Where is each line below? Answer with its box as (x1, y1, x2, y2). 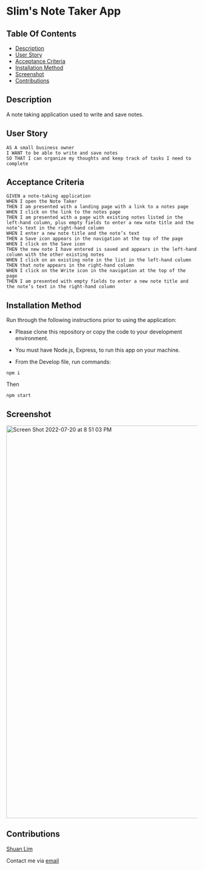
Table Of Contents (6, 29, 77, 39)
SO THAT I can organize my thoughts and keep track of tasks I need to (6, 155, 191, 161)
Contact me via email (6, 857, 59, 864)
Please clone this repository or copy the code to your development (15, 328, 182, 335)
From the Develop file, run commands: (15, 358, 111, 366)
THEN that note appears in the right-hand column (6, 262, 135, 268)
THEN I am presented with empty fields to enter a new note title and (6, 278, 189, 284)
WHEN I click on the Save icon (6, 241, 86, 247)
